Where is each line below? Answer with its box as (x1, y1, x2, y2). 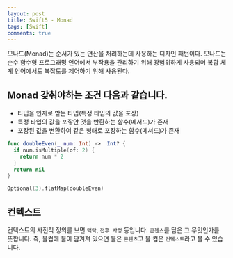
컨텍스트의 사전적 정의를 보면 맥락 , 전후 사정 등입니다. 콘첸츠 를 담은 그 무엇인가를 (7, 226, 220, 234)
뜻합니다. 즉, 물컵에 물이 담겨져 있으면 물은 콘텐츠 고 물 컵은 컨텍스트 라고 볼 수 (7, 234, 211, 243)
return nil (13, 166, 45, 173)
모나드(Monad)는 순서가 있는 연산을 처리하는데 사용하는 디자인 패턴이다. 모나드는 (7, 49, 227, 58)
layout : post (7, 10, 45, 17)
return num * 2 (19, 153, 64, 160)
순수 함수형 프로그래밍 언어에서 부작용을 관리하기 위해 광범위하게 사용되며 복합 (7, 58, 219, 67)
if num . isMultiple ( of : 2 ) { (13, 147, 95, 154)
